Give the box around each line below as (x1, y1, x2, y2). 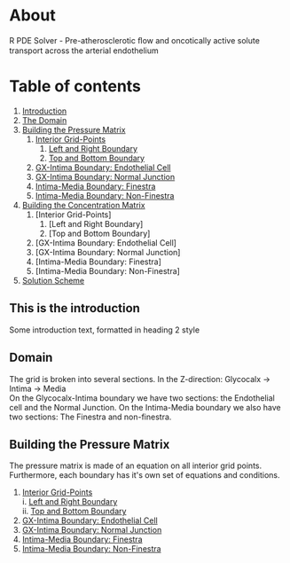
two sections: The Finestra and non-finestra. (9, 411, 172, 422)
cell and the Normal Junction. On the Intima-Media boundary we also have (9, 402, 281, 412)
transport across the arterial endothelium (9, 45, 160, 56)
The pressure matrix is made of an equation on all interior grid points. (9, 460, 263, 471)
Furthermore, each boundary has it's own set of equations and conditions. (9, 470, 281, 481)
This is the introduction (9, 301, 140, 316)
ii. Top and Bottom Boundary (21, 506, 127, 517)
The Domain (21, 114, 67, 125)
